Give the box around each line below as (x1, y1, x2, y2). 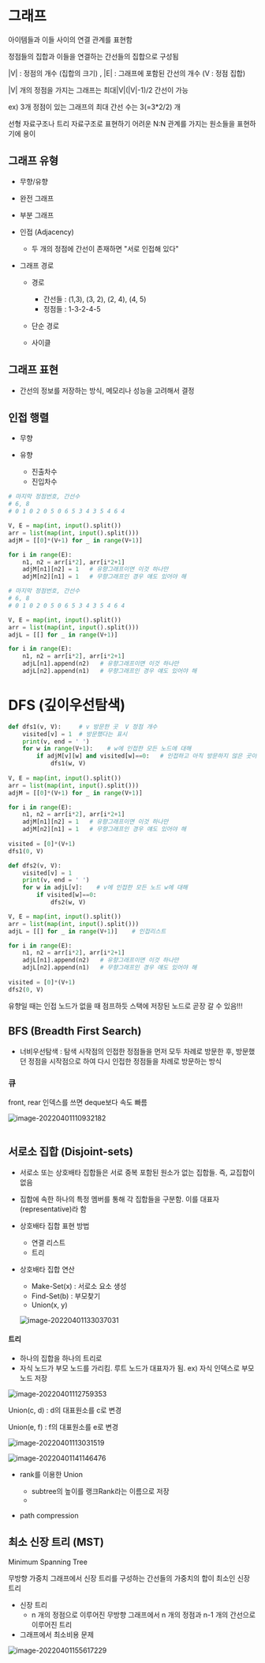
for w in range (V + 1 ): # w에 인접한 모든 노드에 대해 (22, 745, 192, 753)
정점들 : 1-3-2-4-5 (43, 304, 101, 313)
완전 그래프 (19, 193, 54, 202)
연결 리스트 (31, 1238, 65, 1247)
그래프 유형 (8, 154, 59, 168)
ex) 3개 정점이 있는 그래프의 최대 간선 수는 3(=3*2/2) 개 (8, 102, 181, 111)
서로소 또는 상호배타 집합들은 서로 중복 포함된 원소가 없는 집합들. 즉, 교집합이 (19, 1167, 256, 1177)
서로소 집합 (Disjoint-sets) (8, 1145, 134, 1158)
